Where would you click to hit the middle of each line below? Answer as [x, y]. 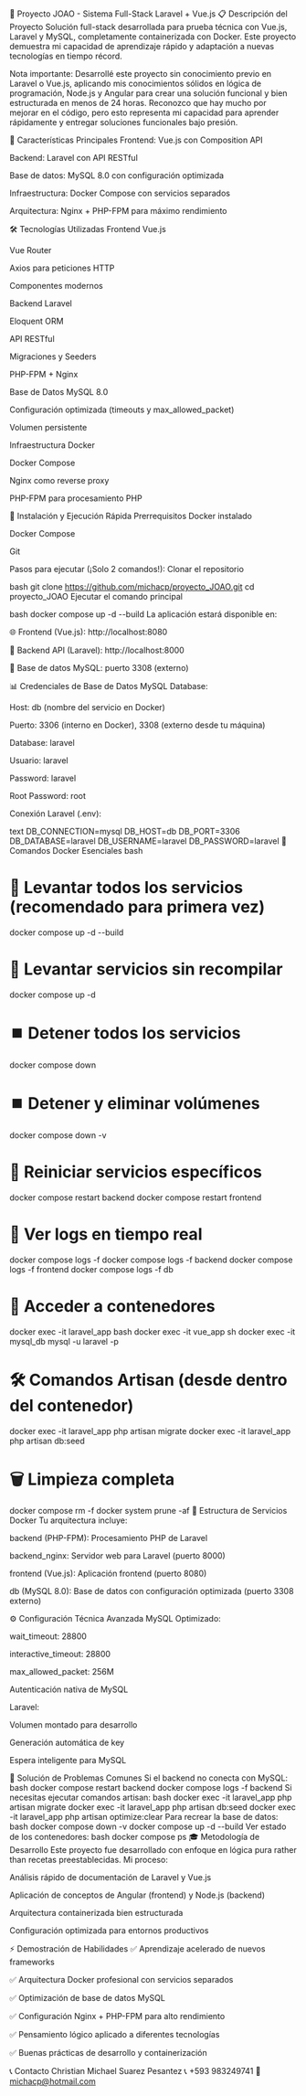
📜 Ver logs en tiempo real [106, 1234]
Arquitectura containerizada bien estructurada [96, 1913]
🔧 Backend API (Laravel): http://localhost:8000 [97, 650]
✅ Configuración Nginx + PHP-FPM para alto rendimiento [117, 2016]
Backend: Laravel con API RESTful [74, 158]
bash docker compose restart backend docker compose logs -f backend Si [151, 1788]
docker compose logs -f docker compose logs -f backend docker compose [151, 1260]
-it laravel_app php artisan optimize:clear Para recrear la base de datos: [144, 1817]
